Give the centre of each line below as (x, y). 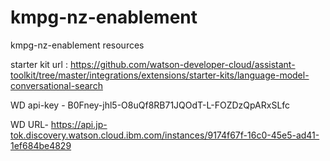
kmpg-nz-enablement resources (77, 45)
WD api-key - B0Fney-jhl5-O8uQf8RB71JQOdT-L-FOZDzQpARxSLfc (150, 105)
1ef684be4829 (41, 145)
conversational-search (56, 85)
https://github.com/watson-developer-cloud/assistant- (182, 64)
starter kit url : (39, 64)
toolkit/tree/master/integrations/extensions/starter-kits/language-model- (160, 75)
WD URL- (29, 124)
